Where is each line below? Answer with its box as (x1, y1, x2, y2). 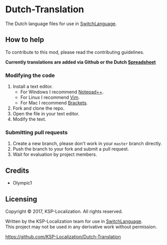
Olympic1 (12, 180, 32, 186)
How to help (5, 35, 44, 44)
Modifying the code (5, 72, 55, 79)
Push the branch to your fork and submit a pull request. (12, 146, 129, 152)
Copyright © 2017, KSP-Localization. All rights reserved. (5, 208, 123, 214)
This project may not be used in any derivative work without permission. (5, 223, 157, 230)
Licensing (5, 195, 37, 203)
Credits (5, 166, 30, 175)
